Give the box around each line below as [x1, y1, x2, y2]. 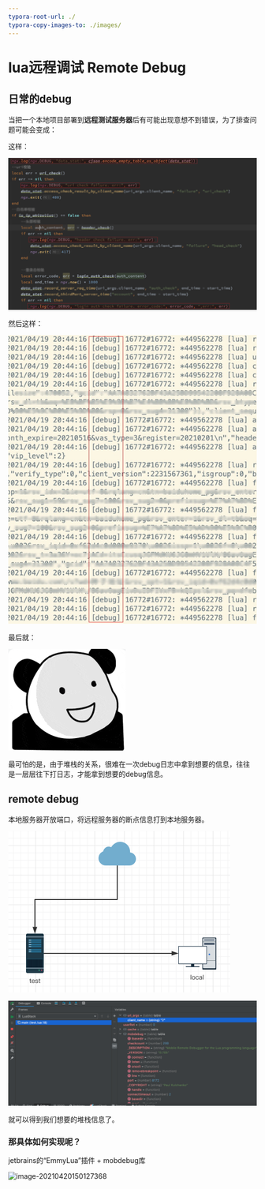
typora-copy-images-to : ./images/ [8, 21, 122, 29]
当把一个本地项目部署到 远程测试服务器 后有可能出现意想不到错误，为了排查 [8, 114, 250, 124]
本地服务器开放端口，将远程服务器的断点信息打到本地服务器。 [8, 814, 209, 824]
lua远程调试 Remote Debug [8, 58, 187, 77]
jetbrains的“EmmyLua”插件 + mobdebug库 [8, 1156, 146, 1165]
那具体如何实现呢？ [8, 1136, 81, 1147]
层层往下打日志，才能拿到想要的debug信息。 [21, 769, 168, 778]
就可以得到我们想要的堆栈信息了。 [8, 1114, 119, 1124]
